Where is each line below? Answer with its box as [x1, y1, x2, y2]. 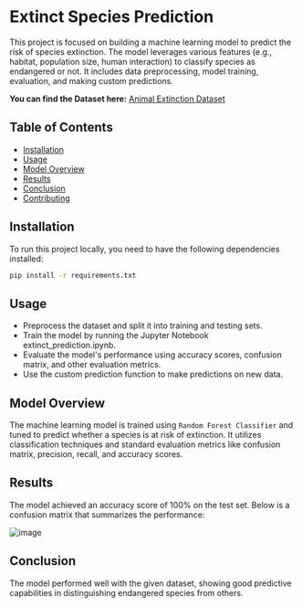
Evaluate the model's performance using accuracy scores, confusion [22, 349, 283, 360]
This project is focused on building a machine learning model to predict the [9, 37, 292, 48]
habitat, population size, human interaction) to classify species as [9, 56, 255, 67]
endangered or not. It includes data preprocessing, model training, [9, 66, 259, 77]
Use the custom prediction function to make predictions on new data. [22, 368, 284, 380]
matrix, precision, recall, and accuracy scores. [9, 449, 183, 460]
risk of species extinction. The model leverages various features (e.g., [9, 46, 272, 57]
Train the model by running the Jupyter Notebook [22, 330, 209, 341]
